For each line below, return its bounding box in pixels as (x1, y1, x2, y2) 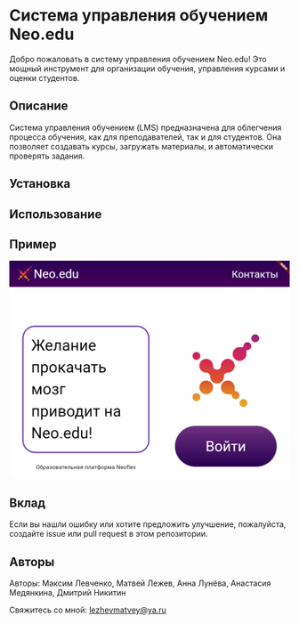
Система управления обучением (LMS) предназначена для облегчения (9, 122, 282, 133)
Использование (9, 207, 102, 222)
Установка (9, 176, 71, 191)
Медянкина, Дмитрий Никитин (9, 588, 126, 598)
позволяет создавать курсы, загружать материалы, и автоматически (9, 141, 274, 151)
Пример (9, 237, 57, 252)
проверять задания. (9, 150, 85, 161)
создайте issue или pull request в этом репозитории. (9, 529, 208, 539)
